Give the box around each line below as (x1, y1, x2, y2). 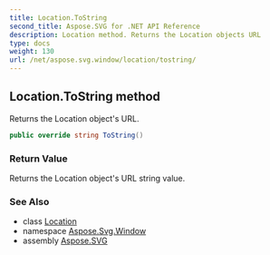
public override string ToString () (9, 131, 144, 140)
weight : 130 (9, 47, 54, 56)
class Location (22, 216, 77, 227)
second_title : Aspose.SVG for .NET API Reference (9, 22, 201, 31)
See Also (9, 195, 50, 208)
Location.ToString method (9, 89, 161, 104)
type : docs (9, 38, 51, 48)
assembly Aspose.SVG (22, 235, 108, 246)
